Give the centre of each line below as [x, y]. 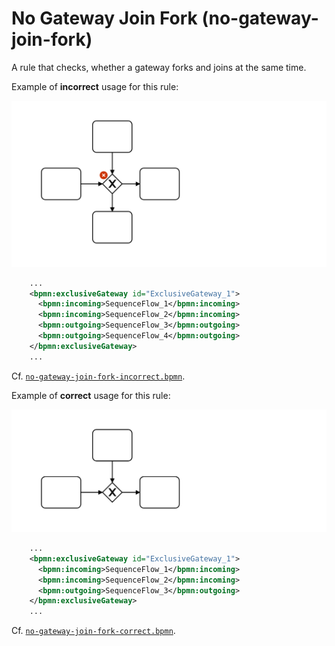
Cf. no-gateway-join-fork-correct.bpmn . [93, 631]
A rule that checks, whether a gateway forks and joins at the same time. [159, 67]
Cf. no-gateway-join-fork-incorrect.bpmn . [98, 376]
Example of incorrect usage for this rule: [95, 86]
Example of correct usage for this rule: [91, 395]
